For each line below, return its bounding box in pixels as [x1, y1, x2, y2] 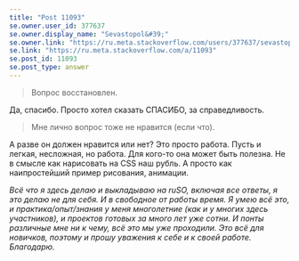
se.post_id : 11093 [9, 54, 77, 63]
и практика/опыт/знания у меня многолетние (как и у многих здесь [9, 203, 269, 214]
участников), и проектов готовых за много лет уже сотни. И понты [9, 213, 264, 224]
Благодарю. [9, 241, 55, 252]
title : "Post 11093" [9, 12, 86, 22]
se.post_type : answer [9, 63, 90, 72]
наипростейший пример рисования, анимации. [9, 167, 190, 178]
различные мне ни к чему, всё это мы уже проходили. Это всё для [9, 222, 264, 232]
